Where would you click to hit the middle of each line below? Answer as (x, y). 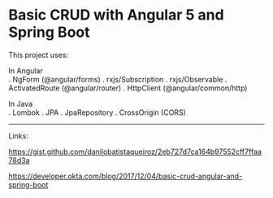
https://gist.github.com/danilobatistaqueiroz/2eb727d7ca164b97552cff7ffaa (135, 152)
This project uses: (39, 55)
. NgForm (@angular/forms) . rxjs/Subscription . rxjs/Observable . (118, 79)
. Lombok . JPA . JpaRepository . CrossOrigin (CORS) (97, 112)
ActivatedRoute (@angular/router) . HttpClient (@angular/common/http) (128, 88)
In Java (21, 103)
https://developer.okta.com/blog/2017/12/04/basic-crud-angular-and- (126, 176)
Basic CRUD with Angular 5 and (117, 15)
